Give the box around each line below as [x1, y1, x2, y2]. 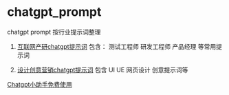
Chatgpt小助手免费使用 [7, 80, 72, 88]
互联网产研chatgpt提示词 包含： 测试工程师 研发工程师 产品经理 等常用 [17, 42, 217, 50]
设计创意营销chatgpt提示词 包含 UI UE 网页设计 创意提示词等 [17, 65, 188, 74]
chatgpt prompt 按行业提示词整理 [7, 28, 101, 36]
